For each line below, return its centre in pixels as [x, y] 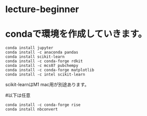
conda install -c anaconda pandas [42, 52]
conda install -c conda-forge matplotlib [50, 70]
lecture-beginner [42, 9]
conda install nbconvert [32, 109]
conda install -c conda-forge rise [43, 105]
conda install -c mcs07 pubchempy [42, 66]
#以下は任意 [18, 95]
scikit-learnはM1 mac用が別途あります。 [47, 85]
